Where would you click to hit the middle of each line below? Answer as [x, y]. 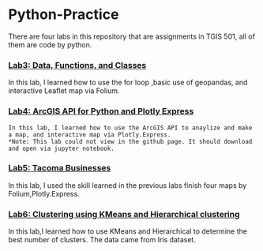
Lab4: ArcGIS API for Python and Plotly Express [101, 111]
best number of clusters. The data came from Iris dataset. [102, 240]
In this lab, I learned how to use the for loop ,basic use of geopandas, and [128, 82]
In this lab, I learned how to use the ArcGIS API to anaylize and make [130, 128]
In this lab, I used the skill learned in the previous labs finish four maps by [128, 185]
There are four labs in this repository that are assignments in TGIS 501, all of [131, 36]
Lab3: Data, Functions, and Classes [77, 65]
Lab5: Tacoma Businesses [60, 168]
